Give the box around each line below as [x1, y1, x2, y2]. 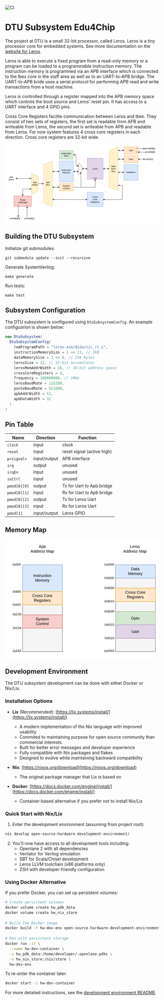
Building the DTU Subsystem [5, 232, 94, 241]
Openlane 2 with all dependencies [19, 846, 88, 851]
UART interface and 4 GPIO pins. [5, 103, 71, 110]
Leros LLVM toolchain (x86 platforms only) [19, 861, 105, 867]
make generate [5, 274, 34, 279]
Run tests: [5, 282, 25, 289]
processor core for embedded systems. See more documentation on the [5, 43, 150, 49]
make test [5, 293, 25, 298]
